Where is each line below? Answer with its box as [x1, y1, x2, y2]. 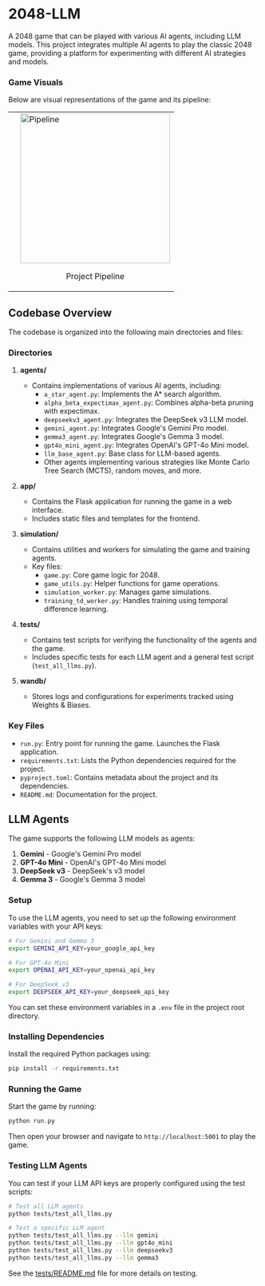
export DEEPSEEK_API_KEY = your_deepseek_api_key [8, 988, 170, 996]
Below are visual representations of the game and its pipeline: [8, 95, 212, 105]
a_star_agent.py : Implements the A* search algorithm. [43, 389, 222, 399]
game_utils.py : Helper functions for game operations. [43, 579, 220, 589]
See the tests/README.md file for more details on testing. [8, 1268, 198, 1278]
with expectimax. [43, 406, 101, 416]
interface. [31, 505, 64, 515]
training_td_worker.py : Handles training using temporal [43, 596, 228, 605]
